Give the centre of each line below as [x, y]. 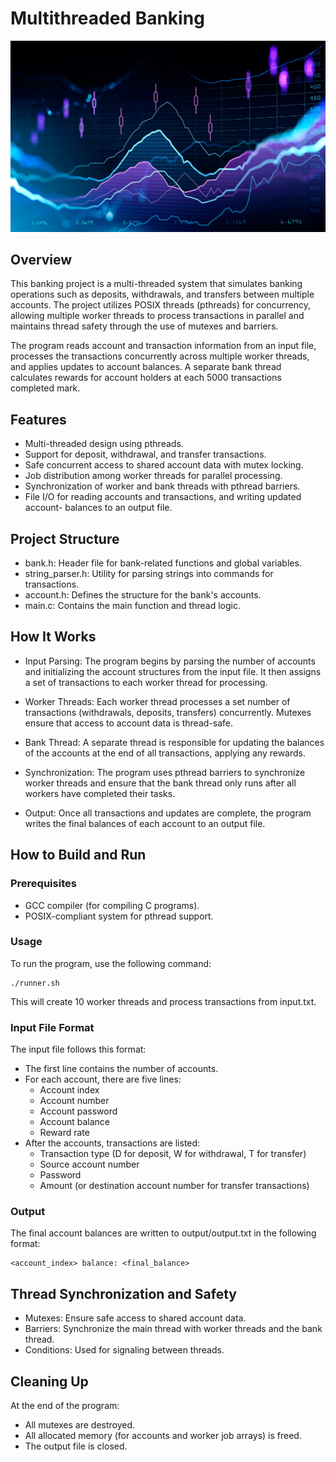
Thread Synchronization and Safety [123, 1293]
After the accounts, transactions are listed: [112, 1143]
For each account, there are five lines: [103, 1079]
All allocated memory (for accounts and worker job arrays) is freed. [163, 1436]
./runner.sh [35, 983]
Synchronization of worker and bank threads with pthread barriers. [162, 486]
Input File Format [52, 1027]
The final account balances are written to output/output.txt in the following [163, 1233]
